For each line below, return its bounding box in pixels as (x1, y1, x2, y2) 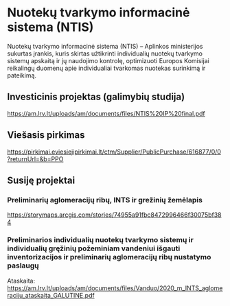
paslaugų (7, 261, 39, 270)
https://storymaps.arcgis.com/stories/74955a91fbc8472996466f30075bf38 (7, 211, 222, 219)
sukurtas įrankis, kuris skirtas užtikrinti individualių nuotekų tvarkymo (7, 49, 203, 58)
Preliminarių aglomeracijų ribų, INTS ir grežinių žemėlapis (7, 195, 203, 204)
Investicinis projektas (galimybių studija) (7, 91, 185, 103)
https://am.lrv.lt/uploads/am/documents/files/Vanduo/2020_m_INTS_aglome (7, 283, 223, 292)
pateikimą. (7, 71, 36, 80)
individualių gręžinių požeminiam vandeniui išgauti (7, 244, 181, 253)
